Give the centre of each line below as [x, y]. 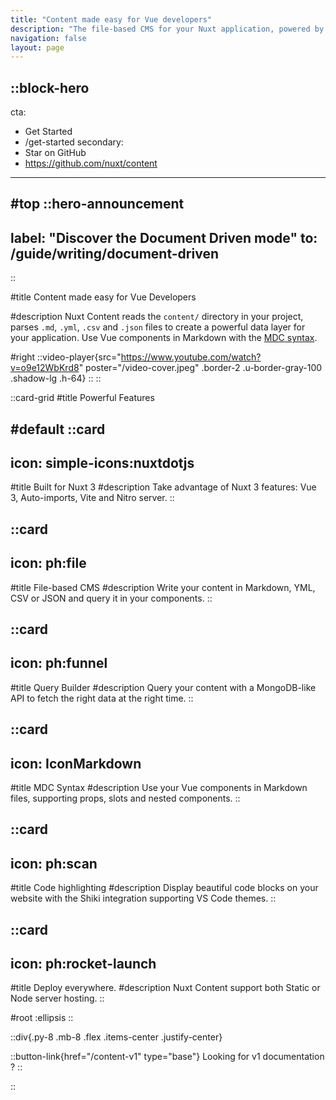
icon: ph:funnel [59, 663]
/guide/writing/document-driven [114, 253]
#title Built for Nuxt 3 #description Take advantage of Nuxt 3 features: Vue [163, 487]
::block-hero [50, 87]
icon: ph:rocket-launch [83, 964]
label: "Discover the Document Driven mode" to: [164, 237]
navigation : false [48, 38]
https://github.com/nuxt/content [91, 163]
